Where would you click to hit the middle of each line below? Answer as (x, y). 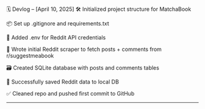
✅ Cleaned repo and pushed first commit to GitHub (70, 94)
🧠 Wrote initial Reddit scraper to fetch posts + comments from (84, 49)
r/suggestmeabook (30, 56)
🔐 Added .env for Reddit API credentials (56, 38)
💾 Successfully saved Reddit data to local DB (63, 82)
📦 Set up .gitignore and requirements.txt (58, 23)
